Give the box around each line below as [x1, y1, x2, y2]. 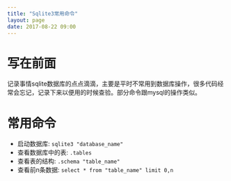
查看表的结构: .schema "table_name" [17, 157, 120, 166]
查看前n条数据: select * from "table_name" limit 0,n [17, 166, 174, 174]
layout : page [7, 17, 45, 24]
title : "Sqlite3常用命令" [7, 10, 79, 17]
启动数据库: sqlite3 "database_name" [17, 140, 124, 148]
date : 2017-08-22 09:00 [7, 23, 77, 30]
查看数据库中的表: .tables [17, 148, 92, 157]
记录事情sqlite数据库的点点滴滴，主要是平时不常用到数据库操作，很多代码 [7, 79, 218, 88]
